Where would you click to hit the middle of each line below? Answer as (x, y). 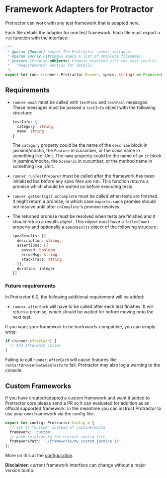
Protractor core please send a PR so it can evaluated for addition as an (77, 403)
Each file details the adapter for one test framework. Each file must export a (83, 32)
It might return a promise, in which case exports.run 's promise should (84, 201)
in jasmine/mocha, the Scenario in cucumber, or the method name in (82, 161)
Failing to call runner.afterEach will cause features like (61, 360)
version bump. (20, 471)
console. (14, 370)
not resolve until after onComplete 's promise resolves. (66, 207)
